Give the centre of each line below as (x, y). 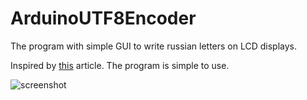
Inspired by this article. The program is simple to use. (120, 65)
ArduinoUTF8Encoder (103, 18)
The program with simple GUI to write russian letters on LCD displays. (154, 46)
